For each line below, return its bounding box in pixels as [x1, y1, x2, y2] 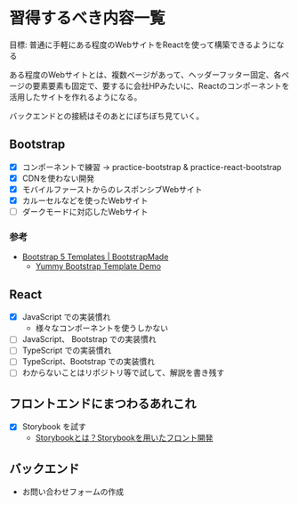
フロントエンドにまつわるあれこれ [9, 395, 197, 411]
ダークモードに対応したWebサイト [21, 207, 149, 216]
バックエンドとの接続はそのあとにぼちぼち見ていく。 [9, 110, 205, 121]
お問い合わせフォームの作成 [21, 486, 125, 497]
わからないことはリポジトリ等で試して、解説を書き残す [21, 367, 225, 379]
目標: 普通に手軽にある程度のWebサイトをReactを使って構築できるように [9, 39, 278, 50]
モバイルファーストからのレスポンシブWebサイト [21, 183, 203, 194]
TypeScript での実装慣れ [21, 345, 112, 356]
